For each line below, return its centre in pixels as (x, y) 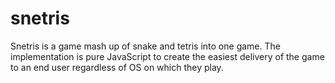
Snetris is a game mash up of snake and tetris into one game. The (145, 46)
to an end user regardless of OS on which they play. (117, 67)
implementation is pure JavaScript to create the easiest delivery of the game (167, 56)
